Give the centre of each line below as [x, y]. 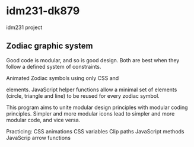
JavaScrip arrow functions [39, 138]
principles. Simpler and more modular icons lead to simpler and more [90, 113]
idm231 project [24, 27]
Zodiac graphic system [50, 46]
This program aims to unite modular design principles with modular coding [97, 107]
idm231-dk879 [43, 11]
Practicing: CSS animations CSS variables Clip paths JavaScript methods [95, 131]
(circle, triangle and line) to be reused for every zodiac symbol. [83, 95]
